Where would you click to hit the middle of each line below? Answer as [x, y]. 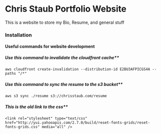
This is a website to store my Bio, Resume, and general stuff [65, 22]
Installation [19, 35]
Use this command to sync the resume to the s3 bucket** [64, 84]
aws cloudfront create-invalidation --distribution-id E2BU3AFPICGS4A [78, 69]
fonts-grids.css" [22, 127]
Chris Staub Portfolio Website [66, 9]
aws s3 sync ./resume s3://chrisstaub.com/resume [56, 96]
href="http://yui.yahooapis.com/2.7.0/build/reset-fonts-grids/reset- [78, 123]
